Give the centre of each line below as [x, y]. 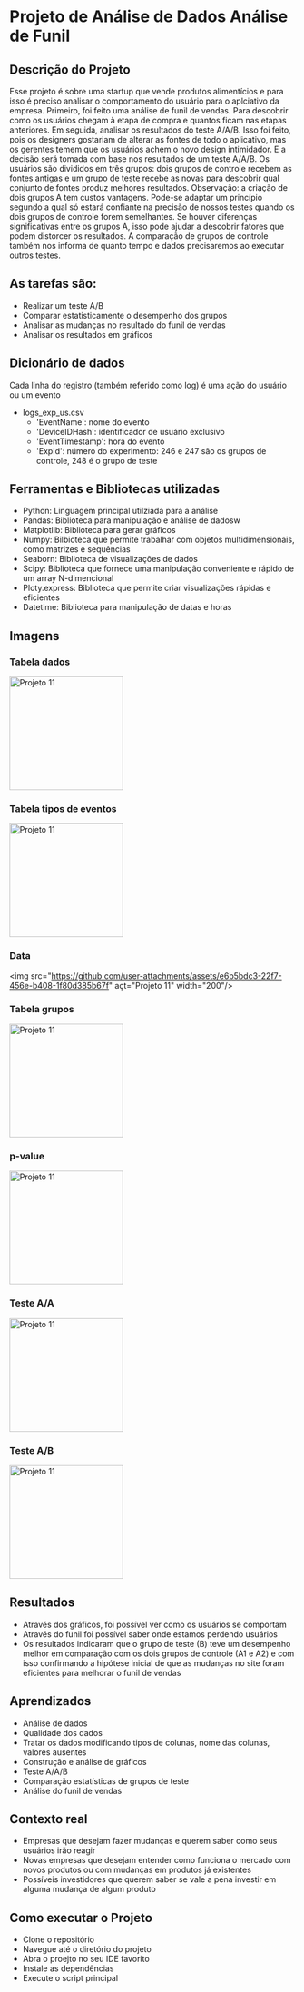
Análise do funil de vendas [72, 1790]
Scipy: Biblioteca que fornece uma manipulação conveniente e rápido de [158, 568]
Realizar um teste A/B [63, 305]
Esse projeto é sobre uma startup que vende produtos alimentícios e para [147, 91]
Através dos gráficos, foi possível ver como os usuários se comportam [155, 1624]
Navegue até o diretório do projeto [87, 1949]
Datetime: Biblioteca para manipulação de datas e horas [127, 607]
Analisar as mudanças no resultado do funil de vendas [124, 325]
